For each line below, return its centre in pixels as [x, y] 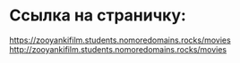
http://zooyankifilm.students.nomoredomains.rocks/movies [118, 49]
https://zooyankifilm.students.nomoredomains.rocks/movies [120, 40]
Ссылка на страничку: [98, 16]
